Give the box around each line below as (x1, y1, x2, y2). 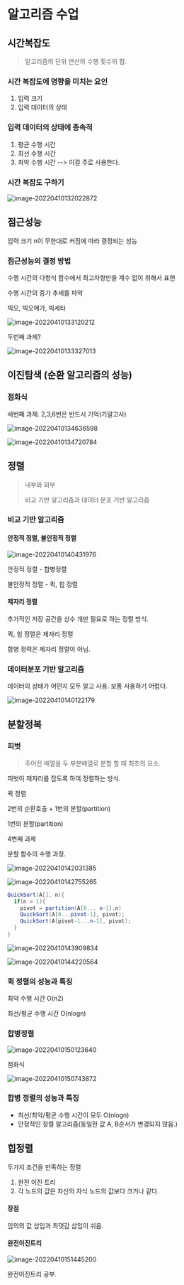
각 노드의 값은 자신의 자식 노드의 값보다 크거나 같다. (17, 1186, 159, 1195)
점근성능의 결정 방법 (7, 256, 71, 266)
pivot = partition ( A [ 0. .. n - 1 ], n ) (20, 904, 122, 912)
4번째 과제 (7, 834, 37, 843)
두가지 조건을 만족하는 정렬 (7, 1163, 81, 1171)
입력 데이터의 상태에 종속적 (7, 122, 93, 132)
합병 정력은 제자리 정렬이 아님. (7, 645, 91, 653)
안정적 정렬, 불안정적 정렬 (7, 534, 76, 542)
